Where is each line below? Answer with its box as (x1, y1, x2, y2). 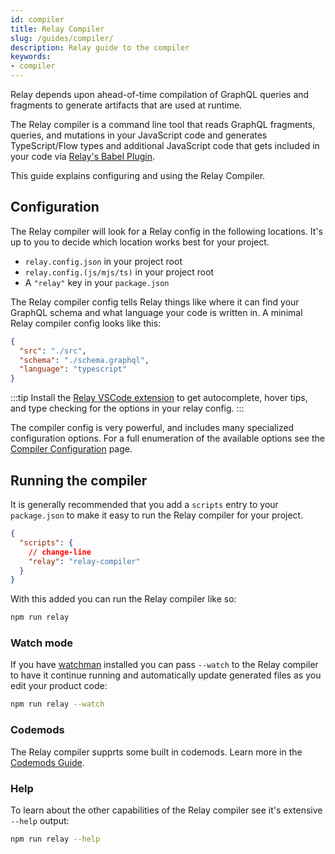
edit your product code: (10, 680, 108, 692)
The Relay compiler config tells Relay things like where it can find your (10, 296, 300, 308)
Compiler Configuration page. (10, 443, 133, 455)
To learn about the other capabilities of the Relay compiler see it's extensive (10, 804, 323, 816)
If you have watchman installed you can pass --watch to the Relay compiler (10, 659, 319, 671)
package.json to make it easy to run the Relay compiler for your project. (10, 509, 304, 521)
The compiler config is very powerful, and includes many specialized (10, 422, 295, 434)
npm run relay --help (10, 834, 101, 844)
